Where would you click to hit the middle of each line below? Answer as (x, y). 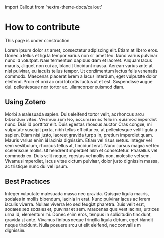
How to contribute (43, 27)
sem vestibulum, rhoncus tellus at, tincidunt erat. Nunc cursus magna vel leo (82, 145)
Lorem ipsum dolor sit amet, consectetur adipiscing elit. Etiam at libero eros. (82, 50)
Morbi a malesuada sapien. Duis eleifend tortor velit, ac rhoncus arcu (75, 114)
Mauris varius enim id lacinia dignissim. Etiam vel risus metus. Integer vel (79, 140)
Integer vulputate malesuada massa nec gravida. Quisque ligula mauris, (77, 193)
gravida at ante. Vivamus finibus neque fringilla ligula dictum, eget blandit (79, 220)
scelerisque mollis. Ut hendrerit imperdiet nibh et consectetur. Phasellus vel (81, 150)
